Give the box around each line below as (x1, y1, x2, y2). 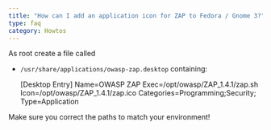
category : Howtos (8, 26, 67, 35)
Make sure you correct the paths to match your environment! (8, 112, 211, 122)
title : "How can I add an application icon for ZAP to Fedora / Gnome (8, 11, 251, 20)
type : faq (8, 19, 42, 27)
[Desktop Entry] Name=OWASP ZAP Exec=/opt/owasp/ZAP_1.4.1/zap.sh (19, 79, 259, 89)
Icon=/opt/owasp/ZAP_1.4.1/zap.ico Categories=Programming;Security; (19, 88, 256, 98)
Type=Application (19, 97, 79, 107)
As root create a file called (8, 49, 96, 59)
